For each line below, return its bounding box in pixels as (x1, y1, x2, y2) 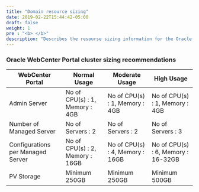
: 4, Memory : (107, 148, 145, 157)
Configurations (9, 141, 51, 149)
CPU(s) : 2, (65, 144, 97, 152)
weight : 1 (6, 25, 31, 31)
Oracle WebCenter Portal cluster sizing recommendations (6, 56, 176, 64)
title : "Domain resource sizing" (6, 8, 89, 15)
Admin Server (9, 99, 47, 108)
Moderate (113, 71, 141, 79)
